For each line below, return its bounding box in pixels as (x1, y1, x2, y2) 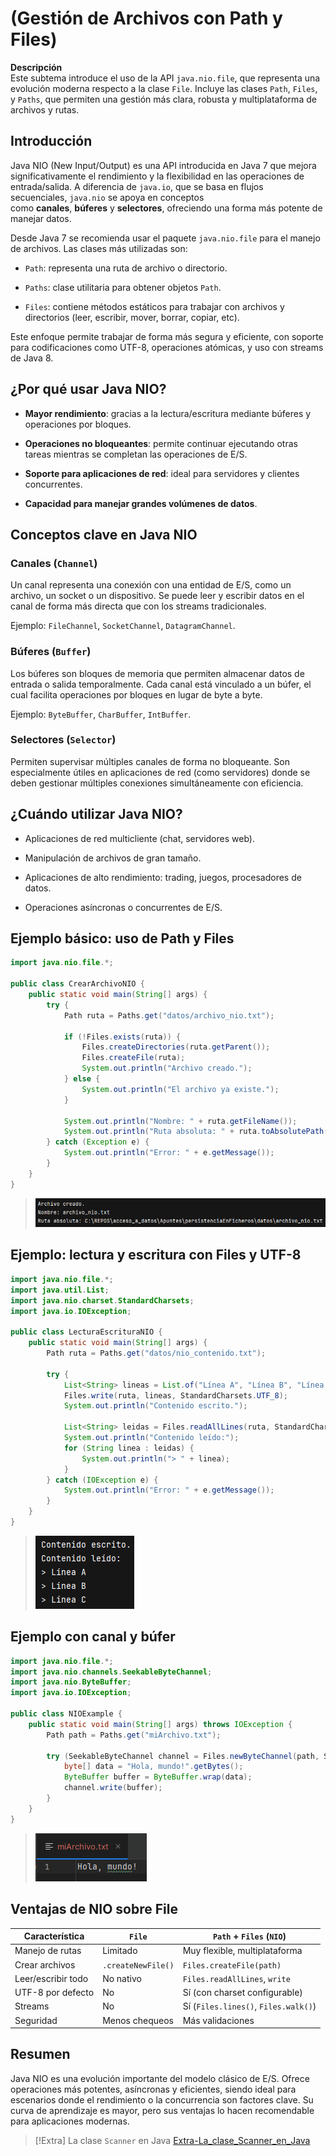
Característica (23, 1930, 85, 1942)
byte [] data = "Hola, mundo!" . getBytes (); (63, 1762, 244, 1772)
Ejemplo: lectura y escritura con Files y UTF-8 (10, 1247, 302, 1264)
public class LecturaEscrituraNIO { (10, 1327, 163, 1337)
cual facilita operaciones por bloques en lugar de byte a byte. (10, 688, 263, 701)
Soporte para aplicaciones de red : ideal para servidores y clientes (24, 467, 300, 479)
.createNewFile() (102, 1960, 175, 1971)
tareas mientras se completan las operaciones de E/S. (24, 448, 248, 460)
